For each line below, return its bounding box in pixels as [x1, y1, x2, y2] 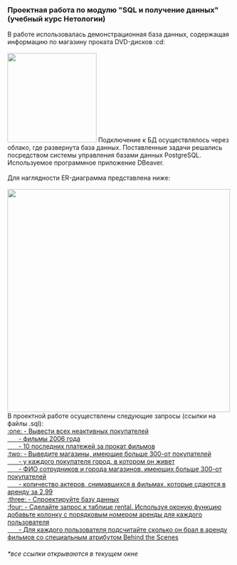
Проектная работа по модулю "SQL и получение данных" [7, 5, 219, 15]
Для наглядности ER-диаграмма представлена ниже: [7, 173, 171, 183]
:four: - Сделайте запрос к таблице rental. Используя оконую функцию [7, 503, 222, 511]
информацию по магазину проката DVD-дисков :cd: [7, 38, 166, 46]
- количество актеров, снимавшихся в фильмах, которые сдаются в [18, 480, 226, 489]
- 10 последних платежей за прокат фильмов [18, 442, 155, 451]
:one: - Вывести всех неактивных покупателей [7, 427, 149, 436]
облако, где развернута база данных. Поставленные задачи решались [7, 143, 223, 152]
